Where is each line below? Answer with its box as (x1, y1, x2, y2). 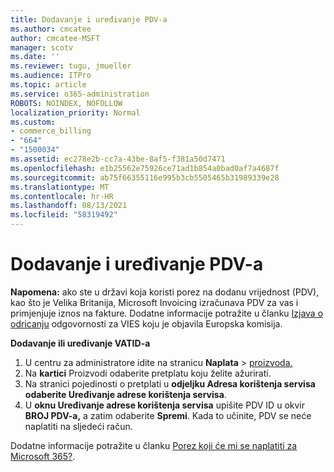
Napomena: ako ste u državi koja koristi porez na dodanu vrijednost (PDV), (10, 286, 320, 298)
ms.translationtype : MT (10, 182, 110, 192)
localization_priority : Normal (10, 107, 141, 118)
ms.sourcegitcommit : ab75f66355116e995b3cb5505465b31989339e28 (10, 172, 280, 183)
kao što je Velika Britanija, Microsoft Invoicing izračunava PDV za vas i (10, 296, 299, 308)
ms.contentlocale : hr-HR (10, 191, 114, 201)
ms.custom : (10, 117, 56, 127)
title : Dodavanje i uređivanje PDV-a (10, 14, 168, 25)
